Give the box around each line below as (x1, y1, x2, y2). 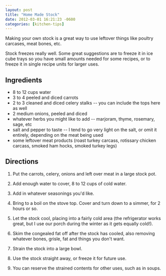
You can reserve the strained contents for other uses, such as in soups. (12, 265, 161, 271)
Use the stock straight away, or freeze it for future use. (12, 255, 127, 261)
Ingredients (5, 76, 42, 84)
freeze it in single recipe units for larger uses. (5, 61, 99, 67)
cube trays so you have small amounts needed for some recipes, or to (5, 56, 150, 62)
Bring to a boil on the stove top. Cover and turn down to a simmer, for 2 (12, 200, 160, 206)
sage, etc (12, 122, 32, 128)
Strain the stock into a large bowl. (12, 245, 82, 251)
